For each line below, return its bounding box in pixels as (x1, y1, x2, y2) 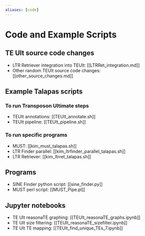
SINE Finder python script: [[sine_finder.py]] (12, 181, 103, 187)
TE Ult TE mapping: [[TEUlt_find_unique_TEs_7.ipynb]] (12, 225, 123, 231)
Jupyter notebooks (5, 201, 66, 209)
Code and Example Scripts (5, 29, 117, 40)
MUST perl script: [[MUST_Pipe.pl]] (12, 186, 86, 193)
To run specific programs (5, 131, 68, 138)
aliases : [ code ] (5, 7, 39, 13)
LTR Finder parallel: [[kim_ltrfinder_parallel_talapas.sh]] (12, 148, 126, 154)
